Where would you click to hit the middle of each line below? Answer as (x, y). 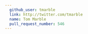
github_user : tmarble (32, 10)
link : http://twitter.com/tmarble (46, 14)
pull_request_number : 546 (37, 24)
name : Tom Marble (28, 19)
